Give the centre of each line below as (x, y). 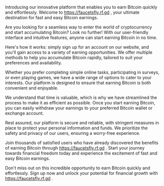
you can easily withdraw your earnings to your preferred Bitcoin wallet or (79, 108)
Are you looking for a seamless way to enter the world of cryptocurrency (79, 27)
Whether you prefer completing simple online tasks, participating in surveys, (82, 72)
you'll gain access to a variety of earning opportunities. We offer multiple (79, 52)
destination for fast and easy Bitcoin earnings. (52, 17)
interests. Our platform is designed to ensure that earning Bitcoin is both (78, 83)
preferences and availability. (34, 63)
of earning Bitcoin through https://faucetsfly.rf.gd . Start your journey (75, 148)
